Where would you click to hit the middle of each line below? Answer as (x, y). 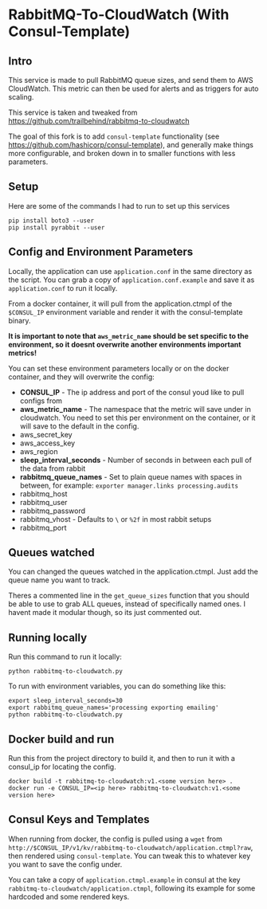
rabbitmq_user (43, 502)
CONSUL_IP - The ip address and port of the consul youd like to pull (132, 392)
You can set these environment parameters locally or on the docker (119, 368)
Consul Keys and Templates (79, 819)
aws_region (39, 451)
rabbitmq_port (43, 527)
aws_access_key (47, 443)
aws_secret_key (46, 434)
